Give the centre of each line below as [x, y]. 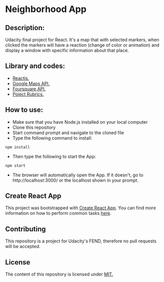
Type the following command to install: [52, 138]
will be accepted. [23, 246]
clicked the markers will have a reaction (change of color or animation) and [82, 45]
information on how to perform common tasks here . [58, 213]
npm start [15, 166]
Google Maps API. [31, 83]
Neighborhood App [46, 9]
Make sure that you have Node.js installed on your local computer [80, 122]
